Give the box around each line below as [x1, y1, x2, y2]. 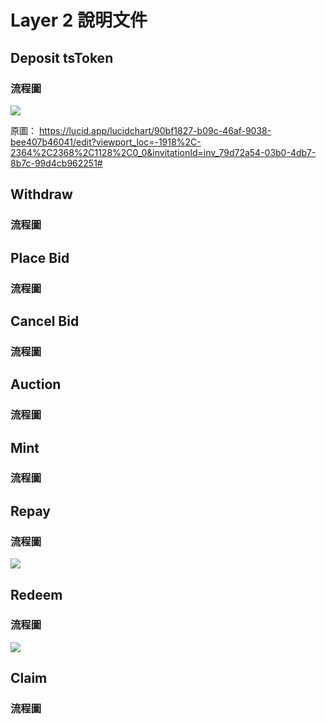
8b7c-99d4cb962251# [10, 157, 103, 169]
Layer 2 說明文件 [10, 9, 148, 32]
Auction [10, 376, 62, 393]
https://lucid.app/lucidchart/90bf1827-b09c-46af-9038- [38, 124, 272, 136]
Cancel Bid [10, 312, 80, 330]
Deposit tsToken [10, 49, 114, 66]
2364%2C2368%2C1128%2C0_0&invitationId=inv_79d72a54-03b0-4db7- [10, 146, 317, 158]
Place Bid [10, 249, 70, 266]
